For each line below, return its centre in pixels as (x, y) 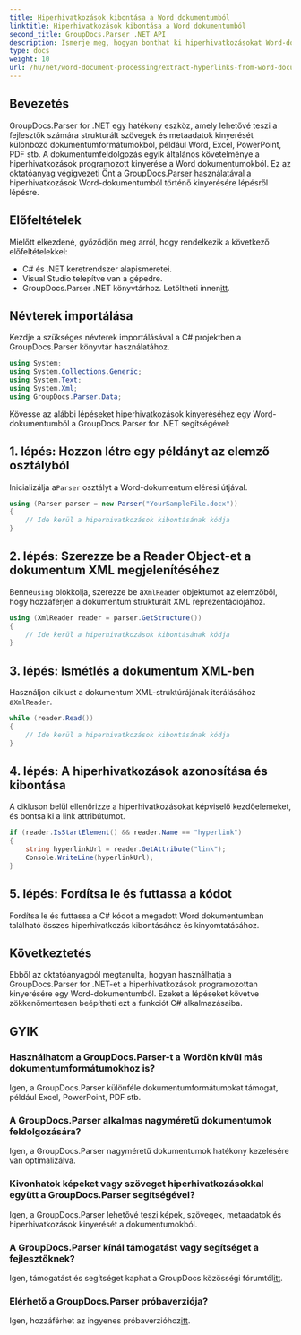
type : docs (30, 51)
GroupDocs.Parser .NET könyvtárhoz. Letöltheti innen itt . (126, 288)
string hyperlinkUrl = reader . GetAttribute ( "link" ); (126, 849)
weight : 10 (30, 59)
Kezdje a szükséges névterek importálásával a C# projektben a (125, 338)
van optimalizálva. (43, 1160)
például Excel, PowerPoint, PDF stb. (75, 1098)
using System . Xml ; (43, 388)
